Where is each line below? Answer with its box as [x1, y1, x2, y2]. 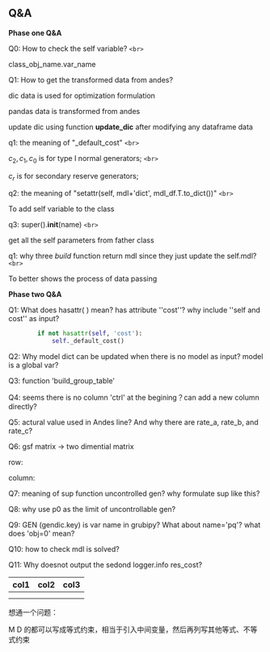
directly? [8, 402, 38, 412]
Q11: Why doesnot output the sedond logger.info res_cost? [8, 560, 203, 569]
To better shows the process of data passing [8, 274, 158, 284]
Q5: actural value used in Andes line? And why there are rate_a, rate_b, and [8, 417, 259, 427]
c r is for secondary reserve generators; [8, 171, 139, 183]
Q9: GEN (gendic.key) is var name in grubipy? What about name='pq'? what [8, 520, 261, 530]
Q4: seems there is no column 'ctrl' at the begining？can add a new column [8, 392, 260, 403]
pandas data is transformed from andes [8, 106, 141, 116]
